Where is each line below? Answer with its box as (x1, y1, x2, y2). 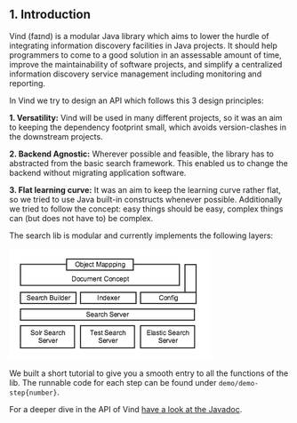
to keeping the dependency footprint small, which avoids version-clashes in (9, 122, 287, 132)
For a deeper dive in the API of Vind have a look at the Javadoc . (9, 403, 243, 414)
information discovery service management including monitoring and (9, 68, 262, 79)
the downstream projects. (9, 131, 104, 141)
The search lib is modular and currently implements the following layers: (9, 230, 274, 241)
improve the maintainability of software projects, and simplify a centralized (9, 59, 283, 69)
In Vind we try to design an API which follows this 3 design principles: (9, 95, 264, 106)
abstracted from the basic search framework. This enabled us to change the (9, 157, 289, 168)
